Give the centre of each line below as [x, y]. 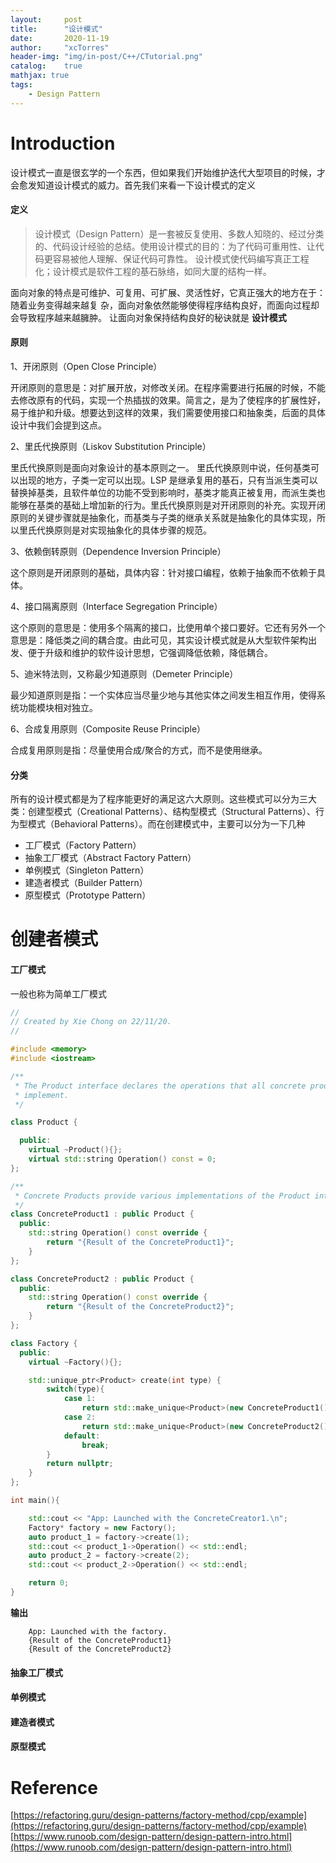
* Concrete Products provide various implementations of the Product [162, 1196]
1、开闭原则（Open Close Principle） [86, 366]
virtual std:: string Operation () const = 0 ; [122, 1159]
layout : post [46, 19]
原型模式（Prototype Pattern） [88, 895]
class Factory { [44, 1343]
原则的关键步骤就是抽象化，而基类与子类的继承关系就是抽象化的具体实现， [163, 517]
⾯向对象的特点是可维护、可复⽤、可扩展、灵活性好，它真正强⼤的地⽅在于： [168, 292]
